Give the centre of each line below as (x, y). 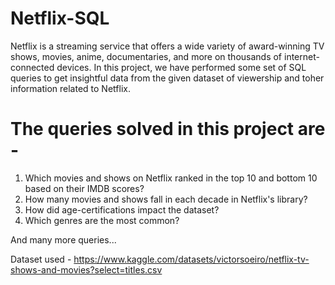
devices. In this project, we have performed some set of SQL (181, 67)
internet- (301, 56)
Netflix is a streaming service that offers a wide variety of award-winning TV (167, 46)
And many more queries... (63, 239)
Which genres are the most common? (102, 220)
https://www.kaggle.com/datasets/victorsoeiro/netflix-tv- (191, 259)
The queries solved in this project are (168, 129)
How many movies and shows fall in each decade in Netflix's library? (166, 199)
